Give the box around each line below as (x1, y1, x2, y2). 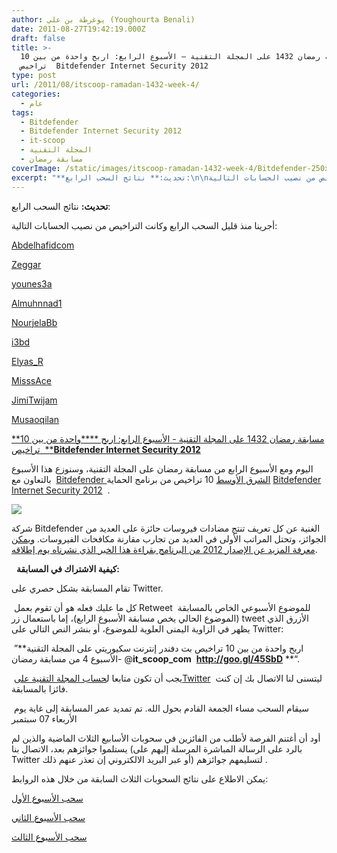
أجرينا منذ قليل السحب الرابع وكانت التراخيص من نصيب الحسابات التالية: (11, 219, 278, 231)
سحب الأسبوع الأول (11, 792, 84, 804)
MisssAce (11, 374, 53, 386)
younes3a (11, 277, 53, 290)
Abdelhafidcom (11, 239, 75, 251)
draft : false (11, 33, 66, 43)
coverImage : (11, 163, 61, 173)
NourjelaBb (11, 316, 58, 328)
